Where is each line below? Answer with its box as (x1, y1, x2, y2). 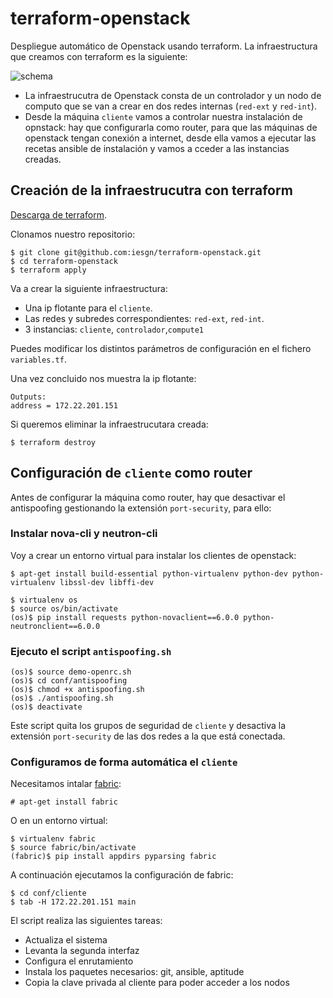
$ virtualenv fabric (10, 834, 97, 844)
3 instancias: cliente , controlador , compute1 (24, 323, 205, 335)
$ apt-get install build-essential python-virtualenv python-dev (10, 568, 288, 579)
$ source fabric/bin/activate (10, 843, 137, 853)
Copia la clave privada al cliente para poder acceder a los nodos (24, 977, 290, 989)
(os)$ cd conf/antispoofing (10, 676, 128, 686)
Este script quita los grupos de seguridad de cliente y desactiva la (10, 720, 287, 732)
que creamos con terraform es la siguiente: (10, 50, 188, 62)
